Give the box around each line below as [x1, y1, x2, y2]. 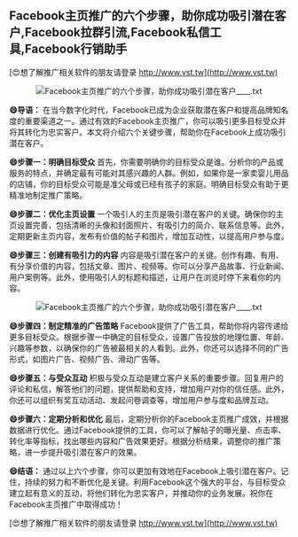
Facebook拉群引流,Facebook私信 [25, 25, 210, 40]
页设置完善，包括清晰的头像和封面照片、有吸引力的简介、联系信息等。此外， [9, 220, 289, 230]
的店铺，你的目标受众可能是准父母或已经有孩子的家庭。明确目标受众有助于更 [9, 178, 289, 189]
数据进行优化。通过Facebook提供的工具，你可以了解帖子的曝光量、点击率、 [9, 424, 286, 435]
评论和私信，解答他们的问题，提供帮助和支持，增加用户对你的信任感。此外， [9, 384, 289, 394]
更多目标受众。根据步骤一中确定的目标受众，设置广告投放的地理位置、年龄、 [9, 331, 289, 342]
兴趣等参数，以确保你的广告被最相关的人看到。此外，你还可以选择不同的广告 [9, 342, 289, 353]
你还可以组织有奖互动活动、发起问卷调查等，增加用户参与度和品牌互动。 [9, 394, 273, 405]
